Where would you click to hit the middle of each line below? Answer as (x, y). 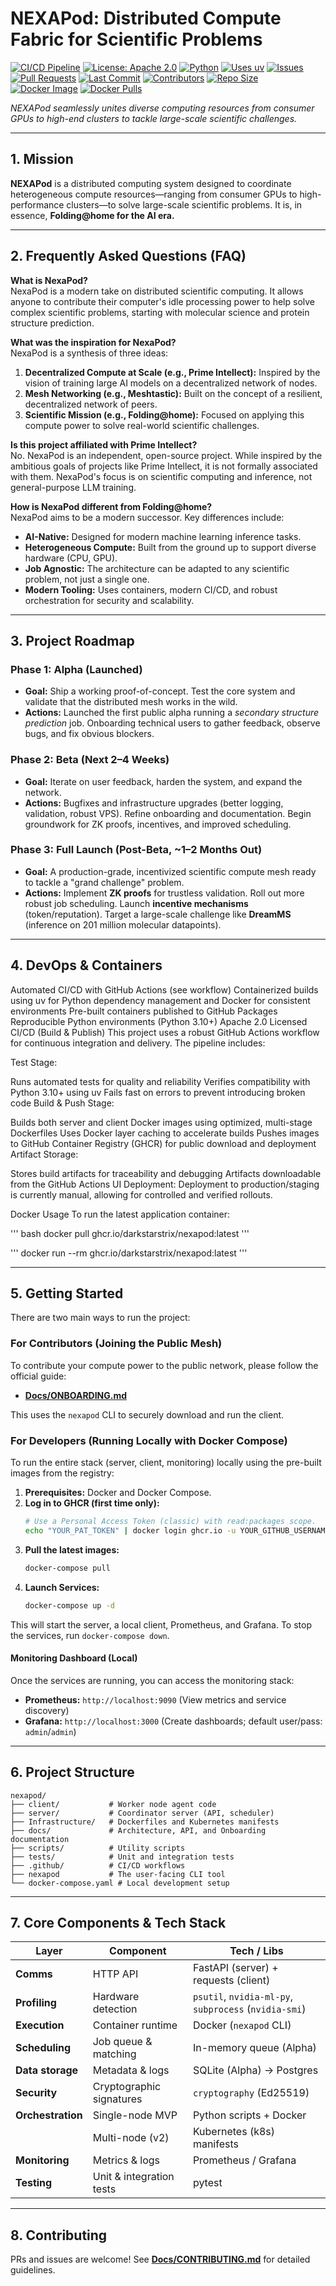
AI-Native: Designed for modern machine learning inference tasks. (163, 536)
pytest (207, 2183)
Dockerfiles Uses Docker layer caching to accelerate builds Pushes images (165, 1133)
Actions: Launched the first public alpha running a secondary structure (172, 713)
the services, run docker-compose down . (90, 1635)
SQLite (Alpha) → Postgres (255, 2070)
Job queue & (122, 2042)
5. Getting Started (67, 1293)
